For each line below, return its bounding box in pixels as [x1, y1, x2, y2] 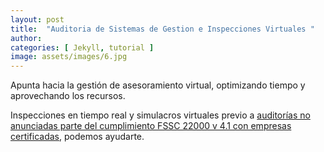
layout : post [10, 14, 65, 25]
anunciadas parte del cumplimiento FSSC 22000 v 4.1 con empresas [10, 120, 292, 132]
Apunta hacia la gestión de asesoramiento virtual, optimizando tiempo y [10, 79, 306, 91]
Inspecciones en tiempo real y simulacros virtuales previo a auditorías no [10, 109, 311, 121]
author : [10, 33, 43, 43]
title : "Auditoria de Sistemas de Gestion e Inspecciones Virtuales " [10, 24, 315, 34]
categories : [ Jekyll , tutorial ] [10, 42, 155, 53]
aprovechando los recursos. [10, 90, 126, 102]
